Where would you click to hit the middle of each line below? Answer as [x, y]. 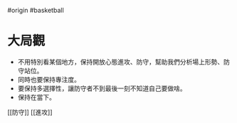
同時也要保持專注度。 [49, 79]
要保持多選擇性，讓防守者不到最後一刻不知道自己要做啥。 [102, 88]
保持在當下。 [36, 97]
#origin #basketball [36, 10]
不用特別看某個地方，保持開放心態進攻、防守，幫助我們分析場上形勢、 [121, 61]
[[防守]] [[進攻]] [30, 112]
